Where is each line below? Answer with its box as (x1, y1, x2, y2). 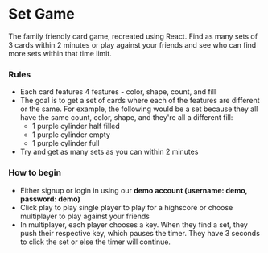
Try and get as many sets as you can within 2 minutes (19, 147, 199, 157)
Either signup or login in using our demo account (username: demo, (19, 185, 248, 195)
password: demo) (19, 194, 80, 204)
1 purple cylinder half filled (31, 122, 121, 131)
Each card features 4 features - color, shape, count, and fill (19, 87, 216, 97)
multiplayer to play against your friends (19, 211, 150, 221)
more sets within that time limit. (8, 48, 113, 58)
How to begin (8, 167, 62, 178)
